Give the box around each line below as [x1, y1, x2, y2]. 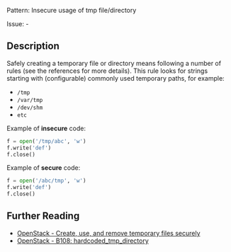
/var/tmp [16, 96, 43, 103]
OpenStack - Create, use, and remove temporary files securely [16, 229, 201, 237]
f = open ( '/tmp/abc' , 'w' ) [6, 137, 86, 144]
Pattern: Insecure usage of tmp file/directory [6, 6, 137, 14]
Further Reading [6, 210, 80, 222]
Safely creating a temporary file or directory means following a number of [6, 59, 221, 67]
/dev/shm [16, 104, 43, 111]
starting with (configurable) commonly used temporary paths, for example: [6, 74, 225, 82]
